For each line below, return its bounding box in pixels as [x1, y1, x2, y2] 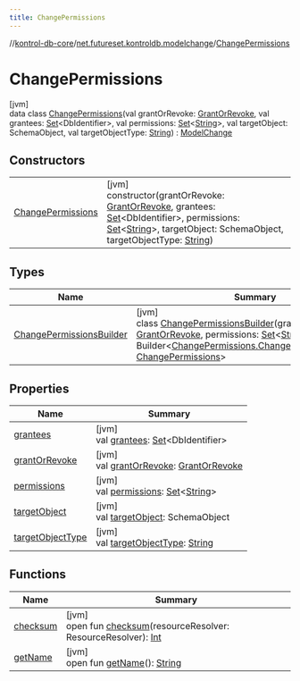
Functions [9, 567, 67, 582]
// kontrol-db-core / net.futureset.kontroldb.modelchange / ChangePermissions [9, 38, 290, 48]
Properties [9, 381, 70, 396]
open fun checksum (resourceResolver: [65, 619, 229, 632]
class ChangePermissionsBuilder [136, 317, 275, 330]
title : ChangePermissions [9, 13, 105, 22]
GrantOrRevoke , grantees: [106, 200, 216, 213]
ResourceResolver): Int [65, 631, 162, 643]
